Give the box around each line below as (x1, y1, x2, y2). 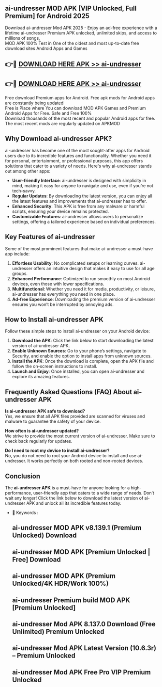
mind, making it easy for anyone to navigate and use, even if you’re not (12, 182, 154, 189)
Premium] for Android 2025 (5, 12, 89, 20)
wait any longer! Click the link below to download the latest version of (5, 495, 144, 501)
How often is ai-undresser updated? (5, 428, 79, 434)
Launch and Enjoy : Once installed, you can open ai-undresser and (12, 368, 145, 374)
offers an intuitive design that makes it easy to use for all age (33, 265, 155, 271)
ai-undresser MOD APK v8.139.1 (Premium (12, 524, 142, 532)
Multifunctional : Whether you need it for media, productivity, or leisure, (12, 286, 155, 292)
